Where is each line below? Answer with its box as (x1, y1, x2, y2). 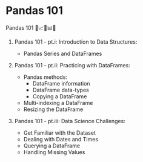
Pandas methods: (23, 73, 68, 81)
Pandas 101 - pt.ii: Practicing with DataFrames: (14, 61, 131, 69)
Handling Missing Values (23, 148, 85, 155)
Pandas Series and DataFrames (23, 50, 102, 57)
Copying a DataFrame (32, 92, 87, 100)
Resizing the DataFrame (23, 106, 84, 113)
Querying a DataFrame (23, 142, 80, 149)
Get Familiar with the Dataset (23, 129, 96, 137)
